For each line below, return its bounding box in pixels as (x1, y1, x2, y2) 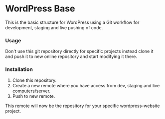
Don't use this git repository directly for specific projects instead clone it (5, 48, 154, 55)
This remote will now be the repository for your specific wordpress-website (5, 103, 160, 109)
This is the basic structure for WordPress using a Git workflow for (5, 19, 140, 25)
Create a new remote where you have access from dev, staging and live (12, 82, 160, 88)
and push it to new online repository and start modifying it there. (5, 54, 137, 59)
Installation (5, 66, 33, 73)
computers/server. (12, 88, 51, 94)
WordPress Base (5, 3, 75, 14)
